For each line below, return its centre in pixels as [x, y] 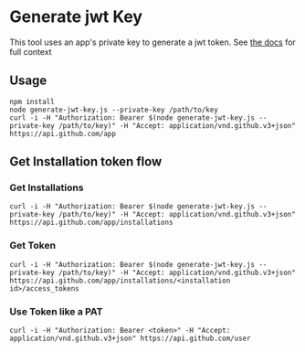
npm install [32, 101]
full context [31, 51]
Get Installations [47, 187]
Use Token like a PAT [56, 311]
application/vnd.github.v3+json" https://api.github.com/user [130, 339]
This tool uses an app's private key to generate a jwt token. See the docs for [153, 42]
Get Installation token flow [86, 162]
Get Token [33, 246]
